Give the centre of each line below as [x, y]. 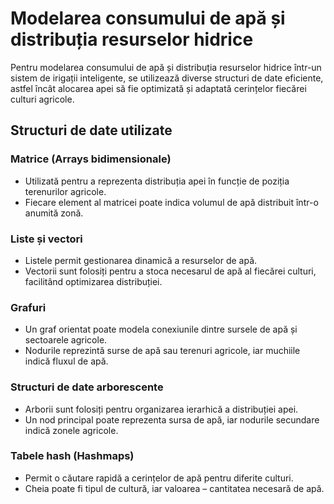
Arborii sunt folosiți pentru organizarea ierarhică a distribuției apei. [161, 409]
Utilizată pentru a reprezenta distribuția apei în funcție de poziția [157, 181]
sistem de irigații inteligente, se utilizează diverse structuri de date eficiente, [167, 78]
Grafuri [28, 307]
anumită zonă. [54, 213]
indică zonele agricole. [71, 430]
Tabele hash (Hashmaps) [72, 456]
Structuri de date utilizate [91, 130]
